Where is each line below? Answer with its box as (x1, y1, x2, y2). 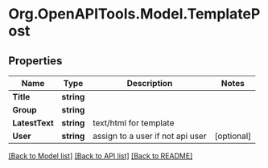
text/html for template (92, 117, 175, 129)
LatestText (12, 117, 54, 129)
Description (126, 78, 173, 88)
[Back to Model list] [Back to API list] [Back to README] (8, 151, 193, 161)
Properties (8, 54, 63, 68)
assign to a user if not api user (92, 130, 207, 141)
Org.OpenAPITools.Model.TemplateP (8, 5, 261, 23)
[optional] (214, 130, 252, 141)
